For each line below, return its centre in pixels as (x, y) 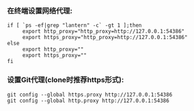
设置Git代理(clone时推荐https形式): (66, 80)
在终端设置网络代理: (40, 10)
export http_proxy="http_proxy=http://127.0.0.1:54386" (103, 32)
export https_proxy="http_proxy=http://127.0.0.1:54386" (105, 38)
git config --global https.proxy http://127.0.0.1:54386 (90, 95)
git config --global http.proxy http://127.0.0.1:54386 (88, 101)
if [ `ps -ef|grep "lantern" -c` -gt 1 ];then (74, 25)
